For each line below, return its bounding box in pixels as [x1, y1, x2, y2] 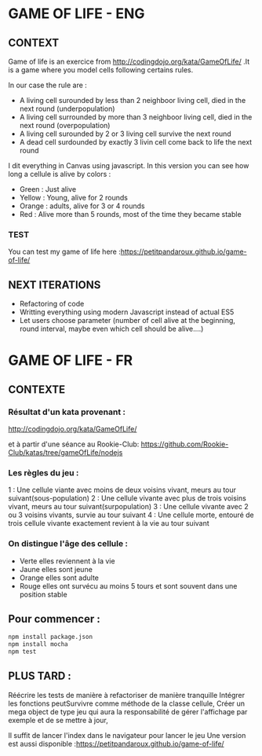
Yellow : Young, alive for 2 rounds [19, 193, 128, 202]
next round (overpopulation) [19, 121, 111, 130]
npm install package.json [8, 633, 93, 641]
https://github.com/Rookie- [140, 439, 229, 449]
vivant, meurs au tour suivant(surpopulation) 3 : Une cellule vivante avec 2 [8, 502, 249, 512]
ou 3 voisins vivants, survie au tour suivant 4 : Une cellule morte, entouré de [8, 510, 254, 519]
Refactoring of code [19, 299, 85, 309]
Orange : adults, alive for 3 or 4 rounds [19, 201, 145, 211]
